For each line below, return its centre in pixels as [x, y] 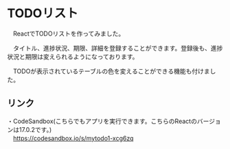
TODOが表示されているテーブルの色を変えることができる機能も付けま [112, 71]
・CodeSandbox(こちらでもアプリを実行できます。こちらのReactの [102, 121]
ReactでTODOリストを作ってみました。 [69, 33]
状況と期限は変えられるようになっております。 [73, 56]
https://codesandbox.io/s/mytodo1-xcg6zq [73, 138]
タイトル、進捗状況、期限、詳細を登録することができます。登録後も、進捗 [118, 48]
